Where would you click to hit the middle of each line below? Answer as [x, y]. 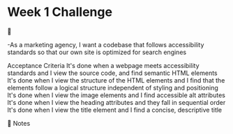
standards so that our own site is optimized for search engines [97, 52]
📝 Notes [19, 123]
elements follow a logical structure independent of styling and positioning [113, 87]
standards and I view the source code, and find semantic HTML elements [112, 73]
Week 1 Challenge [60, 12]
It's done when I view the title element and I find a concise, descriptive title [115, 110]
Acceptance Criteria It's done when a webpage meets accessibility [104, 65]
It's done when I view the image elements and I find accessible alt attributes [116, 95]
